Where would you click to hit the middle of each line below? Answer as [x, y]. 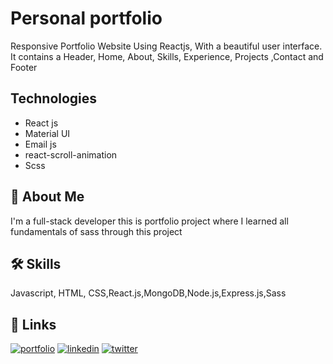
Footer [24, 67]
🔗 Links [33, 324]
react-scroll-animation [71, 154]
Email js [40, 144]
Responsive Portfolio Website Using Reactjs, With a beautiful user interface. [166, 46]
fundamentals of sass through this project [96, 231]
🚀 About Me [47, 197]
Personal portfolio [86, 18]
